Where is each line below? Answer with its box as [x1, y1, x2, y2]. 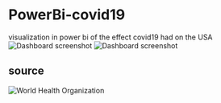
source [8, 64, 44, 78]
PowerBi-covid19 [8, 6, 126, 24]
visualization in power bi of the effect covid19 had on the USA [8, 32, 213, 42]
